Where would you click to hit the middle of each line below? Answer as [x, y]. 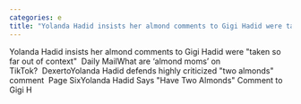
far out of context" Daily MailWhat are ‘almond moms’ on [115, 61]
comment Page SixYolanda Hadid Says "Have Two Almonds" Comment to [146, 80]
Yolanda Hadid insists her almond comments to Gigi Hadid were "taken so [145, 51]
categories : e [36, 17]
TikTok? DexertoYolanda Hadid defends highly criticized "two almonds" [142, 70]
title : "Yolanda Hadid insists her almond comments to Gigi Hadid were [146, 26]
